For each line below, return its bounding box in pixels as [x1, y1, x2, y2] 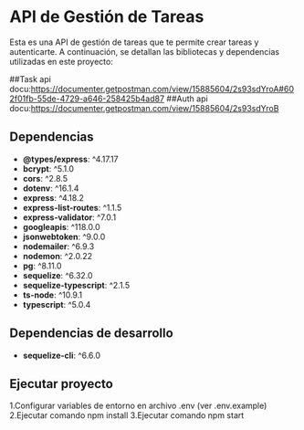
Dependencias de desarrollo [9, 326, 173, 341]
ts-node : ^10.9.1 [22, 289, 83, 300]
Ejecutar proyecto [9, 376, 114, 392]
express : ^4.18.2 [22, 192, 85, 203]
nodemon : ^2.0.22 [22, 250, 93, 261]
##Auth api [166, 93, 208, 104]
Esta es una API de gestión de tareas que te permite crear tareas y [9, 37, 259, 47]
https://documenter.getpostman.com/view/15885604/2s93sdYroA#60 [30, 83, 295, 94]
